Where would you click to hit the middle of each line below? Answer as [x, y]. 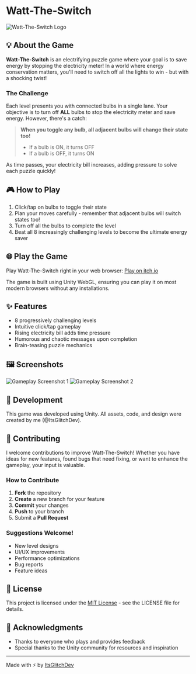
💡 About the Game [40, 45]
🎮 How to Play [33, 190]
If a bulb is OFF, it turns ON [62, 154]
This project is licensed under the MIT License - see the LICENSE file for [93, 603]
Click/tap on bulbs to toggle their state [60, 207]
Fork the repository [38, 493]
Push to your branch [39, 511]
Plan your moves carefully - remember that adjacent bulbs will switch [98, 213]
